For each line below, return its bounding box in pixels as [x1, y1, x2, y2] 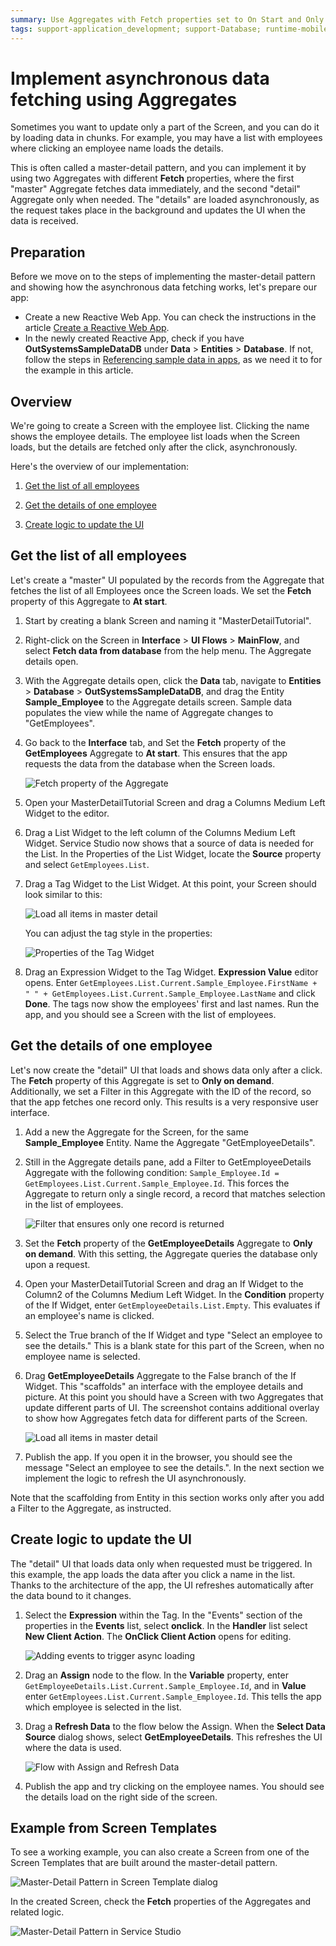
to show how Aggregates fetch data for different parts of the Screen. [24, 1412, 308, 1424]
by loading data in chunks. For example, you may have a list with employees [10, 132, 323, 144]
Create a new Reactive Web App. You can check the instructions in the [24, 311, 317, 323]
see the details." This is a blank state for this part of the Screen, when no [24, 1339, 325, 1351]
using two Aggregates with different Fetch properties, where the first [10, 172, 295, 185]
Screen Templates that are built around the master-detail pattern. [10, 1857, 278, 1869]
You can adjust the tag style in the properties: [24, 927, 213, 939]
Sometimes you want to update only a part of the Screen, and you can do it [10, 121, 320, 133]
